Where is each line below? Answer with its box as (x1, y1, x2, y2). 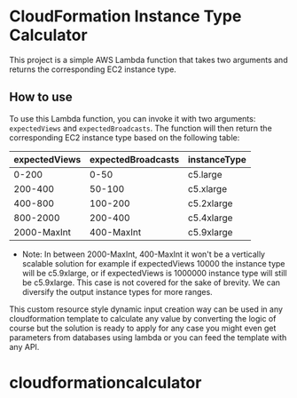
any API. (9, 341, 40, 352)
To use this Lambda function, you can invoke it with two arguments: (9, 113, 256, 123)
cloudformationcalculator (9, 372, 202, 393)
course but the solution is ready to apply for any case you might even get (9, 322, 277, 333)
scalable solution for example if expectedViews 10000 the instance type (21, 258, 285, 268)
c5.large (187, 168, 223, 180)
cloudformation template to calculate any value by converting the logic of (9, 313, 277, 323)
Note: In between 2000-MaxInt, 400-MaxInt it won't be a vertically (21, 249, 266, 259)
